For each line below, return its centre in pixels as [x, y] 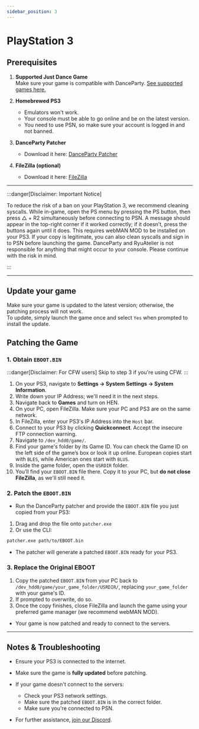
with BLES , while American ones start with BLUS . [72, 459]
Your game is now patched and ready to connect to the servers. [93, 623]
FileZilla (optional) [38, 165]
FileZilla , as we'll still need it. [50, 478]
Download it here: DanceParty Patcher [71, 154]
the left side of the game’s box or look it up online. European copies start [103, 453]
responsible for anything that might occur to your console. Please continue [97, 249]
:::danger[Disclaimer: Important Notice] [54, 194]
